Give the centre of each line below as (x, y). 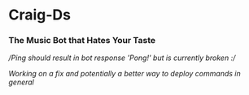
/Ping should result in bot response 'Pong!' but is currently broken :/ (122, 58)
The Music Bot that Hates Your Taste (82, 41)
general (22, 82)
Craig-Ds (40, 15)
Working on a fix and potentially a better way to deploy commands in (125, 74)
